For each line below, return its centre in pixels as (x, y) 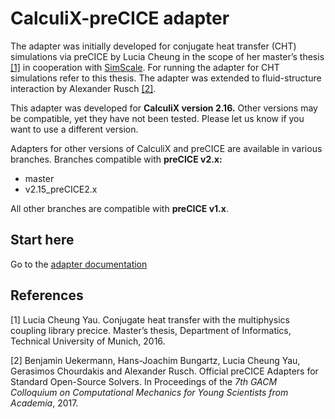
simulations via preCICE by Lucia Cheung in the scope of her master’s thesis (167, 56)
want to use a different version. (74, 129)
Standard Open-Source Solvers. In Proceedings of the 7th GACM (144, 381)
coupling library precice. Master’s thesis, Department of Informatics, (151, 330)
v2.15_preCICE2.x (61, 189)
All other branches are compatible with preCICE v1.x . (119, 208)
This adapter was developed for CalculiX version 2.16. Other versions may (164, 108)
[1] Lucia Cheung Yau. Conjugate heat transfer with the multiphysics (150, 319)
